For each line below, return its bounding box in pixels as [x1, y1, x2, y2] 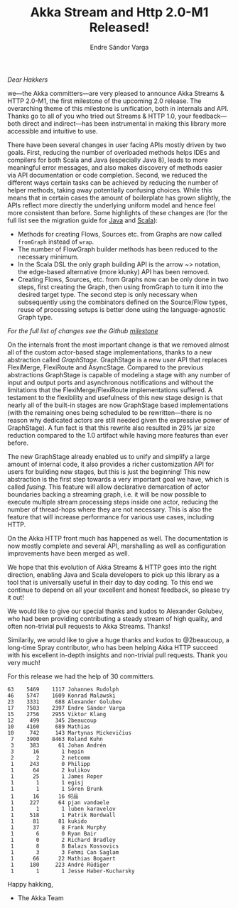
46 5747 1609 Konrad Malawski [7, 692, 116, 699]
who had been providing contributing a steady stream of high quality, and [7, 614, 222, 622]
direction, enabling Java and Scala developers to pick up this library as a [7, 570, 220, 579]
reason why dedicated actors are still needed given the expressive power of [7, 416, 229, 424]
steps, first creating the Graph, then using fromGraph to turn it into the [17, 282, 224, 291]
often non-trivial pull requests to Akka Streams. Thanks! [7, 622, 171, 630]
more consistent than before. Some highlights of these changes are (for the [7, 208, 228, 217]
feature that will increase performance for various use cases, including [7, 512, 215, 521]
